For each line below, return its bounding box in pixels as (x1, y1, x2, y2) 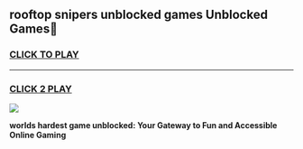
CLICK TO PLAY (9, 49, 79, 61)
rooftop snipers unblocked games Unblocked (9, 7, 269, 23)
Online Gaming (9, 129, 67, 140)
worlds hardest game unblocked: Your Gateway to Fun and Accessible (9, 119, 278, 130)
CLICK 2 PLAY (9, 82, 72, 95)
